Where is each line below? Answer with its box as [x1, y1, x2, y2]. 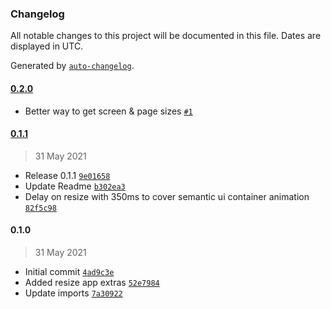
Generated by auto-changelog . [10, 60, 135, 72]
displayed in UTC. [10, 40, 84, 52]
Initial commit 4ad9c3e [24, 265, 115, 277]
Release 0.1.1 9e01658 [24, 169, 111, 181]
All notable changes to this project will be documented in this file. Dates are [10, 30, 322, 42]
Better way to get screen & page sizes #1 [24, 105, 193, 117]
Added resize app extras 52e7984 [24, 276, 160, 288]
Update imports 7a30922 [24, 287, 123, 299]
